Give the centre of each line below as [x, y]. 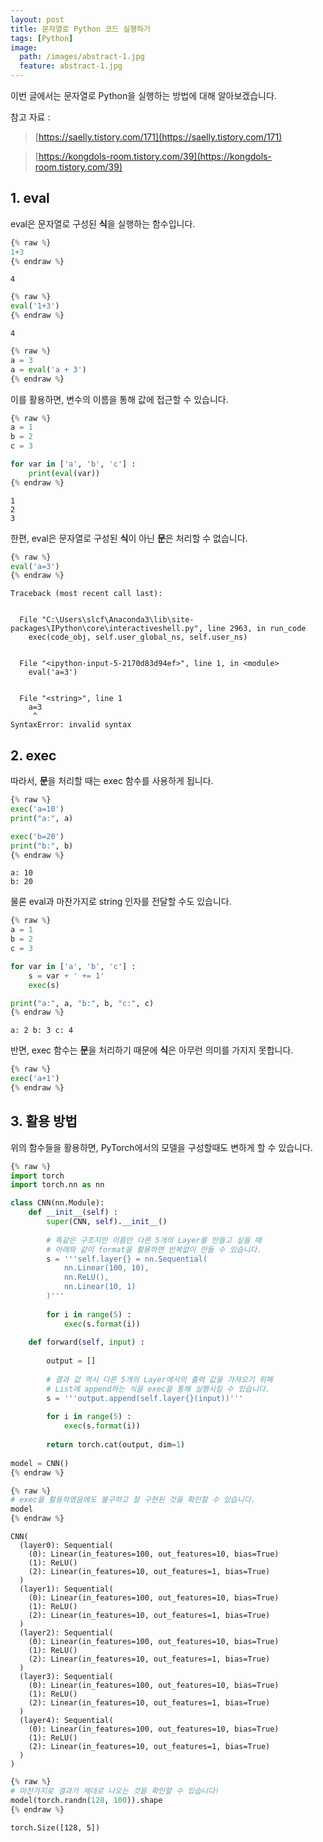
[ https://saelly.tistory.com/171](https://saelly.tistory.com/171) [158, 137]
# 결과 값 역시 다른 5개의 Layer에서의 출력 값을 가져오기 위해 [159, 1379]
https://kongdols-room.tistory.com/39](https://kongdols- [155, 156]
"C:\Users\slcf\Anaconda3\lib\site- [118, 620]
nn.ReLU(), [86, 1277]
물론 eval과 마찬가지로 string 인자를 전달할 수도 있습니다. [121, 902]
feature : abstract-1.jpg [71, 66]
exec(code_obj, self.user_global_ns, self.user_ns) [138, 637]
